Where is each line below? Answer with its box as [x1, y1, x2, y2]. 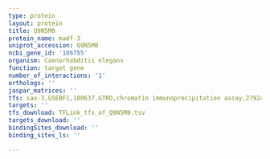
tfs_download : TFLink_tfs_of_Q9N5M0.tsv [8, 109, 146, 117]
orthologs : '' [8, 79, 56, 87]
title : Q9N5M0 [8, 26, 56, 35]
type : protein [8, 11, 56, 20]
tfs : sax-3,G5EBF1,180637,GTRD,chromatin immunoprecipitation [8, 94, 221, 102]
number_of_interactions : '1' [8, 71, 106, 79]
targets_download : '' [8, 116, 81, 124]
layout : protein [8, 19, 63, 27]
